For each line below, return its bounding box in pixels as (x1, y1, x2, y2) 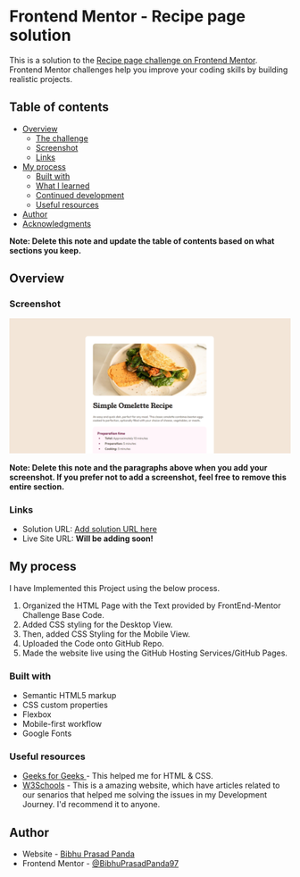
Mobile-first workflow (21, 719, 103, 730)
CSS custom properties (21, 699, 109, 711)
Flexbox (21, 709, 52, 720)
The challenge (35, 132, 89, 144)
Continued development (35, 189, 125, 200)
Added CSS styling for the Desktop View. (21, 619, 173, 630)
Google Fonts (21, 728, 72, 739)
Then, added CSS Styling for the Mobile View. (21, 628, 190, 639)
